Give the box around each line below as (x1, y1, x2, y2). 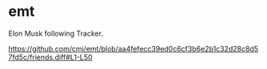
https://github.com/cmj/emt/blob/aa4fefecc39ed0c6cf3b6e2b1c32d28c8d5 (8, 44, 258, 53)
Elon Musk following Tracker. (8, 29, 104, 38)
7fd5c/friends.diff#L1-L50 (8, 52, 94, 62)
